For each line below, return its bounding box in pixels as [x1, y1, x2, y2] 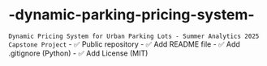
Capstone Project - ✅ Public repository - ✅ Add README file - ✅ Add [8, 39, 241, 49]
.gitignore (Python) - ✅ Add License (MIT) [8, 48, 149, 58]
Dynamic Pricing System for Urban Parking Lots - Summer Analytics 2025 [8, 32, 260, 40]
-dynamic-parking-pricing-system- [8, 6, 255, 24]
